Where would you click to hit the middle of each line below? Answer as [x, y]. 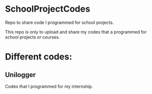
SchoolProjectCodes [48, 9]
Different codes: [38, 57]
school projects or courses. [32, 37]
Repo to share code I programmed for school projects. [59, 22]
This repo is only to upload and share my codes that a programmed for [76, 32]
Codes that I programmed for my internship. [49, 86]
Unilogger [20, 75]
